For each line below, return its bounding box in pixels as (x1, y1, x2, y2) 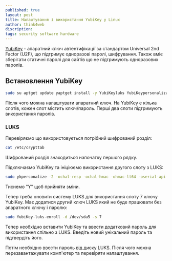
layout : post (5, 12, 33, 17)
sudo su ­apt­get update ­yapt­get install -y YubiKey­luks (5, 90, 125, 96)
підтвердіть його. (5, 234, 43, 240)
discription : (5, 27, 33, 32)
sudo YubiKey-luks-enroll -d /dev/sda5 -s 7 (5, 214, 102, 219)
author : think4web (5, 22, 45, 27)
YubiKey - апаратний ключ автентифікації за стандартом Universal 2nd (5, 46, 160, 51)
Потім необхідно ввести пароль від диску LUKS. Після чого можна (5, 245, 152, 251)
